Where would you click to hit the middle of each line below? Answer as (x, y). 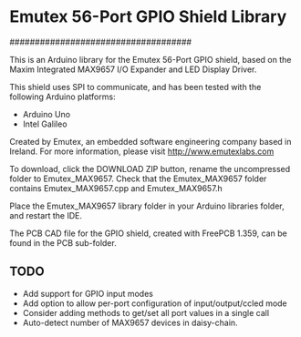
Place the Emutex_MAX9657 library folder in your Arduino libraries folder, (147, 206)
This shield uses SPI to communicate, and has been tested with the (135, 87)
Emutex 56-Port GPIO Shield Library (148, 17)
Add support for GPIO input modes (88, 293)
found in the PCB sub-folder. (63, 242)
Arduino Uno (47, 114)
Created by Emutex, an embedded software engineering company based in (150, 141)
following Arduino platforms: (62, 97)
